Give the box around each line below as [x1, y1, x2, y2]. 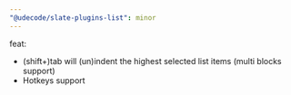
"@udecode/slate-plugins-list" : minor [9, 13, 156, 23]
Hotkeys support [22, 74, 85, 86]
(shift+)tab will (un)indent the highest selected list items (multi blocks [22, 55, 282, 66]
